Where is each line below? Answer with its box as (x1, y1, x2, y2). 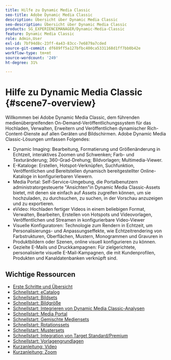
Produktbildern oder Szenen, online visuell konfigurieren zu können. (12, 239, 156, 245)
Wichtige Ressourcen (5, 270, 76, 278)
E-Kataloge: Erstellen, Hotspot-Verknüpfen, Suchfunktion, (12, 163, 135, 169)
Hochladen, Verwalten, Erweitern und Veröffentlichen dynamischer (5, 125, 146, 131)
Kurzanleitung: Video (12, 344, 57, 349)
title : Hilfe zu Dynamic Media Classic (5, 7, 91, 13)
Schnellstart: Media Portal (12, 311, 68, 317)
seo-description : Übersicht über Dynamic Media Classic (5, 22, 127, 27)
